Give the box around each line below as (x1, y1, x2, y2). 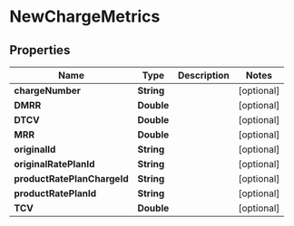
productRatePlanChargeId (14, 173, 129, 184)
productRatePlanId (14, 187, 97, 200)
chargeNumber (14, 84, 82, 97)
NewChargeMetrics (9, 6, 161, 27)
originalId (14, 143, 56, 155)
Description (178, 70, 230, 81)
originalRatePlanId (14, 158, 95, 170)
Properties (9, 42, 71, 58)
